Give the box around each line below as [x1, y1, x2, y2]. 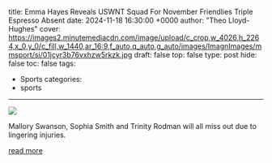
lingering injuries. [8, 130, 66, 139]
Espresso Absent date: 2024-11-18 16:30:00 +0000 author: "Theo [8, 15, 227, 25]
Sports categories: [19, 75, 83, 84]
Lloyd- [227, 15, 250, 25]
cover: [39, 24, 61, 33]
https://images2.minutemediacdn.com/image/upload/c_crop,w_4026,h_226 [8, 32, 260, 42]
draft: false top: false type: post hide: [134, 50, 257, 59]
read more [8, 146, 43, 155]
